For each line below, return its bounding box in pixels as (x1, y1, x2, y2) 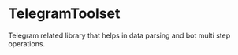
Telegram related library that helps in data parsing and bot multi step (8, 31, 231, 40)
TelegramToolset (8, 5, 121, 23)
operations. (8, 38, 46, 48)
